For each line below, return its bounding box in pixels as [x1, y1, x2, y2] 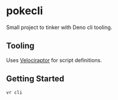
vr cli [6, 89, 23, 95]
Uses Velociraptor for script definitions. [6, 56, 103, 63]
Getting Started [6, 74, 65, 84]
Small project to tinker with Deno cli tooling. [6, 24, 113, 31]
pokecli [6, 4, 43, 18]
